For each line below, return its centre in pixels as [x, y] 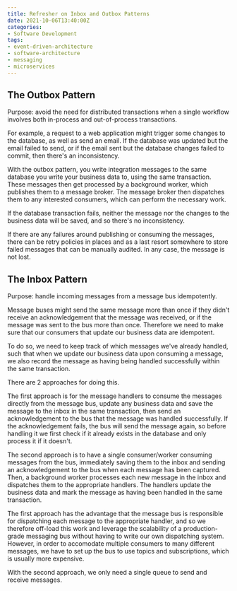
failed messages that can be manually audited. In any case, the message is [116, 250]
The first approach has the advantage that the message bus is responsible [115, 514]
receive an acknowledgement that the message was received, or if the [109, 317]
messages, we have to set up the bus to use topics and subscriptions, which [118, 551]
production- [201, 529]
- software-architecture [44, 54]
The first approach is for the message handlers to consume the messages [115, 396]
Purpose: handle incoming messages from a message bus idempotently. [112, 296]
